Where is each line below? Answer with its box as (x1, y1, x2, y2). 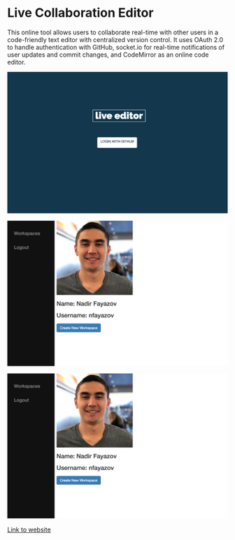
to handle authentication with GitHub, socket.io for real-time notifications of (7, 43, 225, 51)
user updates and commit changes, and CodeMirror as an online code (7, 50, 209, 59)
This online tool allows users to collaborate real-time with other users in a (7, 28, 219, 36)
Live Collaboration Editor (7, 5, 154, 21)
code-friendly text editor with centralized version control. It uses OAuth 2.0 (7, 35, 224, 43)
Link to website (7, 525, 51, 534)
